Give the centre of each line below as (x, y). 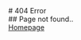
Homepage (27, 27)
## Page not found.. (41, 19)
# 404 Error (27, 11)
